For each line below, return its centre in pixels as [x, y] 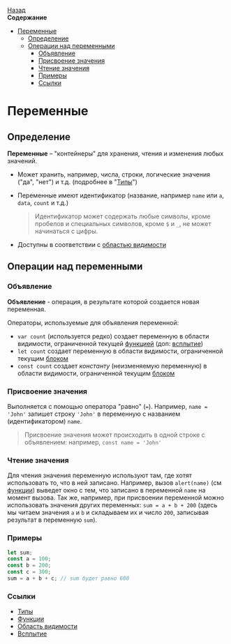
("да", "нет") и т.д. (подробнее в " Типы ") [77, 182]
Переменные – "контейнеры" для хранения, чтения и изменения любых [115, 153]
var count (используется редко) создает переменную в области [113, 336]
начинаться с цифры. [66, 231]
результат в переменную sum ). [52, 520]
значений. [22, 161]
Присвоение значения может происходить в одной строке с [115, 435]
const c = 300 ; [29, 572]
